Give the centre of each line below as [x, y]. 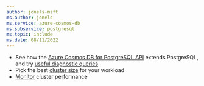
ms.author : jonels [30, 18]
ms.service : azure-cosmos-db [43, 23]
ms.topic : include [30, 35]
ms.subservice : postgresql [40, 29]
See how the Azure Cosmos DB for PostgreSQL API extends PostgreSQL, [107, 57]
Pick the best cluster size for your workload [70, 70]
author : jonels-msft [33, 12]
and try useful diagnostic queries [57, 64]
